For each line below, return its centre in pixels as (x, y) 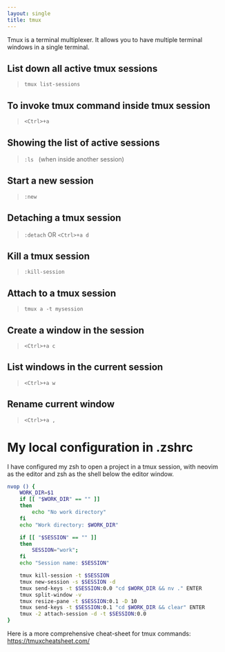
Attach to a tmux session (61, 293)
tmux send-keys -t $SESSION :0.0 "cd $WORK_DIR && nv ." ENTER (111, 588)
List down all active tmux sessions (82, 69)
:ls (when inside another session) (74, 159)
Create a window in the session (76, 330)
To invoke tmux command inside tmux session (109, 105)
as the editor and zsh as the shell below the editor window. (91, 474)
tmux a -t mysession (53, 309)
